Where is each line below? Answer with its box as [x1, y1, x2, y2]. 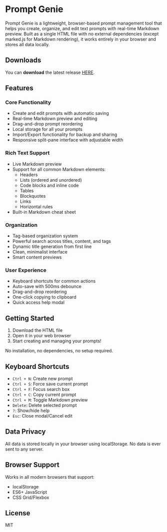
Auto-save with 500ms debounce [12, 284, 81, 290]
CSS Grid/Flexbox [12, 494, 49, 500]
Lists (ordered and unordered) [19, 177, 82, 183]
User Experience [5, 267, 46, 274]
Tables [19, 187, 34, 194]
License [5, 508, 30, 517]
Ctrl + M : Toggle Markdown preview [12, 396, 88, 403]
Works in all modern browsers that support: [5, 474, 95, 480]
